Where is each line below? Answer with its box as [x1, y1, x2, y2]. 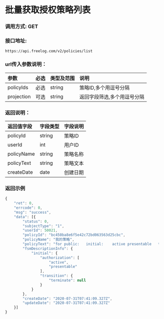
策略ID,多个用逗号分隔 [79, 84, 130, 91]
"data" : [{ [14, 214, 36, 219]
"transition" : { [40, 274, 73, 279]
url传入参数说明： [5, 61, 47, 68]
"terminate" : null [48, 278, 86, 283]
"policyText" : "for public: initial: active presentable [22, 242, 152, 247]
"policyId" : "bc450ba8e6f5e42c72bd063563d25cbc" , [22, 233, 125, 238]
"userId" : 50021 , [22, 228, 58, 233]
